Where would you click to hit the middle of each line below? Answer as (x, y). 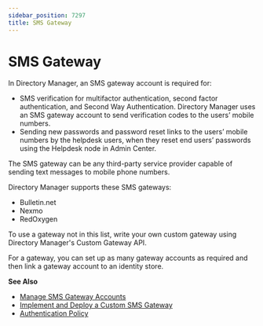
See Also (23, 282)
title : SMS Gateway (40, 23)
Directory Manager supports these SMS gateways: (90, 187)
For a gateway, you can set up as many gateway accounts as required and (128, 258)
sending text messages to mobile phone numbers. (89, 172)
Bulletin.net (38, 203)
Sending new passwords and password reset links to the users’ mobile (133, 132)
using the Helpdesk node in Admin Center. (88, 148)
